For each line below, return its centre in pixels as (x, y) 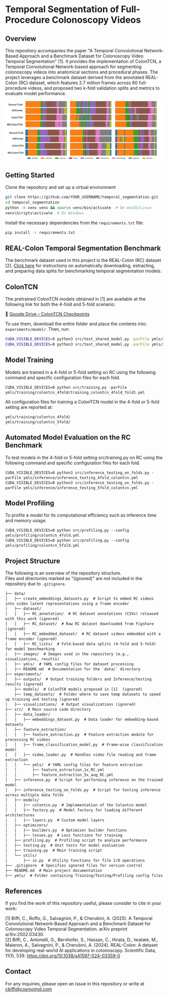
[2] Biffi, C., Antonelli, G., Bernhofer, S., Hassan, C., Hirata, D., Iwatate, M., (82, 940)
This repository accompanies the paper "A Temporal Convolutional (74, 51)
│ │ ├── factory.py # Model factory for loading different (74, 810)
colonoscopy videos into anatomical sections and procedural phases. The (82, 72)
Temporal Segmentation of (62, 9)
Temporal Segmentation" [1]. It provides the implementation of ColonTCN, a (83, 61)
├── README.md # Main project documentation (54, 871)
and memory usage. (26, 521)
